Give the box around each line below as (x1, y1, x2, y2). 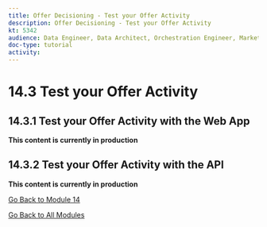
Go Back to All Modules (8, 210, 85, 219)
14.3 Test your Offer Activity (8, 83, 199, 101)
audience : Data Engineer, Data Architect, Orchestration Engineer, (8, 33, 237, 42)
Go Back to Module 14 (8, 194, 81, 204)
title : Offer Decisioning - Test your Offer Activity (8, 11, 191, 20)
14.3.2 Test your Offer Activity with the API (8, 158, 224, 171)
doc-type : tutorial (8, 41, 73, 49)
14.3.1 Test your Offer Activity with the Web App (8, 114, 250, 128)
